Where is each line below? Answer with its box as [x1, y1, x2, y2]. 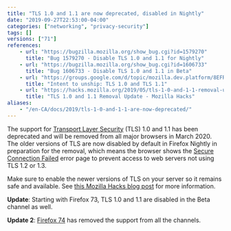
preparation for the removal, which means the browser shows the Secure [7, 146, 214, 155]
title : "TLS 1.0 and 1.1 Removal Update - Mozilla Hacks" [25, 93, 195, 100]
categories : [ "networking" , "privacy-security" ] [7, 23, 149, 30]
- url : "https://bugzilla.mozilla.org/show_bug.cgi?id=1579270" [19, 49, 208, 56]
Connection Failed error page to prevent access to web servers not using [7, 154, 214, 162]
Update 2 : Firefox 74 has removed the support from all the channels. [7, 216, 201, 224]
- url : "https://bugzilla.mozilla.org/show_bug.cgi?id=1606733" [19, 61, 208, 68]
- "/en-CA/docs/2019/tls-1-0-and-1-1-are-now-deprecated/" [19, 106, 192, 113]
